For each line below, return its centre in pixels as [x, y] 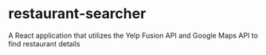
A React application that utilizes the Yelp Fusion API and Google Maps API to [133, 35]
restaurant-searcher [77, 14]
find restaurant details [45, 43]
